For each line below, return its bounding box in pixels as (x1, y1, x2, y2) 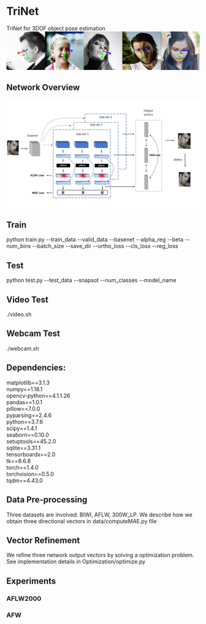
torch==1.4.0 (6, 464, 39, 471)
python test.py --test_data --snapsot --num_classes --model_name (6, 276, 177, 284)
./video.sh (6, 311, 32, 318)
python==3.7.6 (6, 418, 44, 425)
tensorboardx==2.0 (6, 450, 56, 458)
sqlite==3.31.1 (6, 444, 41, 451)
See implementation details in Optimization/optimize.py (6, 558, 146, 566)
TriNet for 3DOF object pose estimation (6, 25, 106, 32)
